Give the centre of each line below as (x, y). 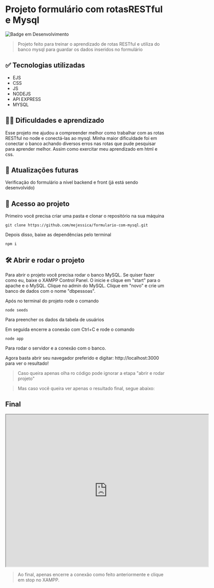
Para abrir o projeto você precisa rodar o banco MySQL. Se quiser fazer (80, 275)
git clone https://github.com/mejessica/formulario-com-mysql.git (77, 225)
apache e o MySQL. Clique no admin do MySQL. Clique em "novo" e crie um (85, 286)
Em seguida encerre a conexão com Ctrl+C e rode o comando (70, 329)
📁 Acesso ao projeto (37, 204)
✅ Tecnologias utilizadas (45, 65)
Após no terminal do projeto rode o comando (52, 301)
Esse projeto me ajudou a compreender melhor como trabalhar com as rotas (85, 132)
